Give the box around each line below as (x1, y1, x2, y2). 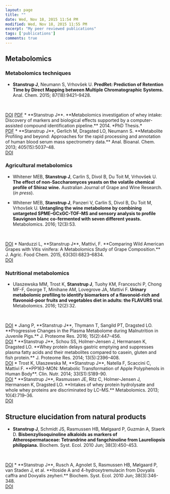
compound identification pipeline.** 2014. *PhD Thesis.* (23, 122, 143, 128)
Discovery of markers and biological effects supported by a (5, 117, 129, 123)
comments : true (5, 36, 38, 41)
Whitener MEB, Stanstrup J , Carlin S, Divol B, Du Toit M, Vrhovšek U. (12, 173, 157, 180)
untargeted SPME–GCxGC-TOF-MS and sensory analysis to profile (12, 210, 156, 216)
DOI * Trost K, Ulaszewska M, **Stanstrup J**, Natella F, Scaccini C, (5, 360, 151, 366)
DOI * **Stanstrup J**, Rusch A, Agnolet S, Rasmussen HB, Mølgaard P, (5, 462, 158, 468)
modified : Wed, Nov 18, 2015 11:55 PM (5, 21, 87, 27)
